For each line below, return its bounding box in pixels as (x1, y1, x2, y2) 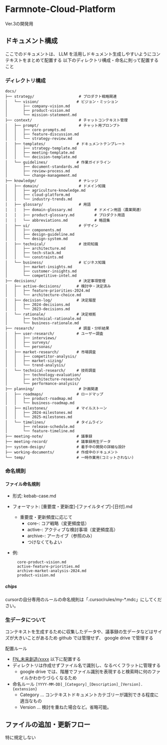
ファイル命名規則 (5, 481, 40, 487)
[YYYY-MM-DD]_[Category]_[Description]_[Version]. (35, 682, 143, 687)
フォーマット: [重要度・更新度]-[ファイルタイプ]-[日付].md (12, 503, 133, 510)
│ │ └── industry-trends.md (5, 197, 72, 202)
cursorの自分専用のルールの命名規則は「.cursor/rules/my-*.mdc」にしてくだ (5, 597, 162, 603)
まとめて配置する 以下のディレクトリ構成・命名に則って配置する (26, 57, 159, 63)
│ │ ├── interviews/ (5, 336, 57, 341)
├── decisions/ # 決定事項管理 (5, 279, 106, 284)
